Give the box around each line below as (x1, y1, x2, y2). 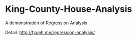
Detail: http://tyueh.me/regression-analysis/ (5, 29, 95, 35)
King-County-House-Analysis (5, 3, 132, 15)
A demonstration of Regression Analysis (5, 20, 88, 26)
